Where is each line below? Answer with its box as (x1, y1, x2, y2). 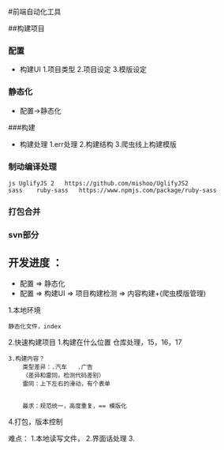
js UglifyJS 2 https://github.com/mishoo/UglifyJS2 (8, 179, 189, 187)
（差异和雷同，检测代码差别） (22, 371, 105, 379)
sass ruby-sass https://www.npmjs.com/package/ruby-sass (8, 186, 217, 194)
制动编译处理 (8, 161, 58, 172)
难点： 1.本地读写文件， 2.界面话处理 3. (8, 433, 136, 443)
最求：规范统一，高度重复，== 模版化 (22, 402, 128, 410)
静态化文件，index (8, 322, 62, 330)
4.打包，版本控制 (8, 417, 63, 426)
